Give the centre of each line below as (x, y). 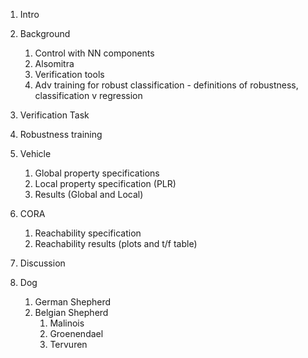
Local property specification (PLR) (105, 183)
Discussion (42, 263)
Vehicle (35, 153)
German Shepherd (73, 302)
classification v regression (88, 95)
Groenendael (76, 333)
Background (45, 33)
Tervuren (68, 344)
